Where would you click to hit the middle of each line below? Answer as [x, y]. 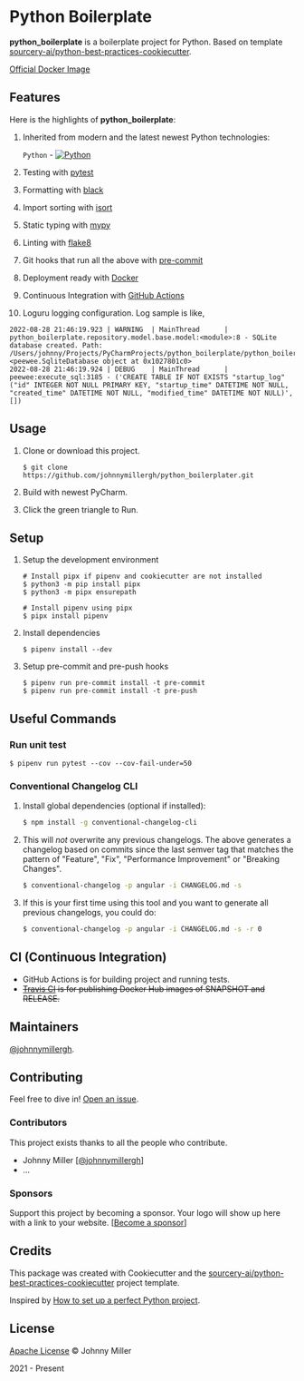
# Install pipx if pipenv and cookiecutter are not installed [142, 577]
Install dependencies [62, 633]
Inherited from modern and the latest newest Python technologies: [146, 137]
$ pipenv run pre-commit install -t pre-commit [114, 683]
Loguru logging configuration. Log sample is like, [114, 313]
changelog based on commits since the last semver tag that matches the [158, 849]
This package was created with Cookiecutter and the [108, 1273]
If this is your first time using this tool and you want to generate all [145, 903]
